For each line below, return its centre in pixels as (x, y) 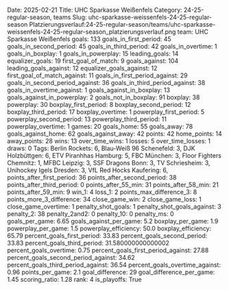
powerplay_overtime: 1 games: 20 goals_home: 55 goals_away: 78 (100, 126)
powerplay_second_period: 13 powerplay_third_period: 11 (87, 119)
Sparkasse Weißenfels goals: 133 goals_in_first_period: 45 (89, 39)
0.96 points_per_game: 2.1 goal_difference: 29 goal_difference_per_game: (111, 272)
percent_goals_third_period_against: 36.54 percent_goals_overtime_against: (114, 265)
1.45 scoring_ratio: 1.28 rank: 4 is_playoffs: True (74, 279)
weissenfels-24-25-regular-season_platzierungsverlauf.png (92, 32)
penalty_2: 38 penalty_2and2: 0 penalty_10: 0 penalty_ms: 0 (91, 214)
